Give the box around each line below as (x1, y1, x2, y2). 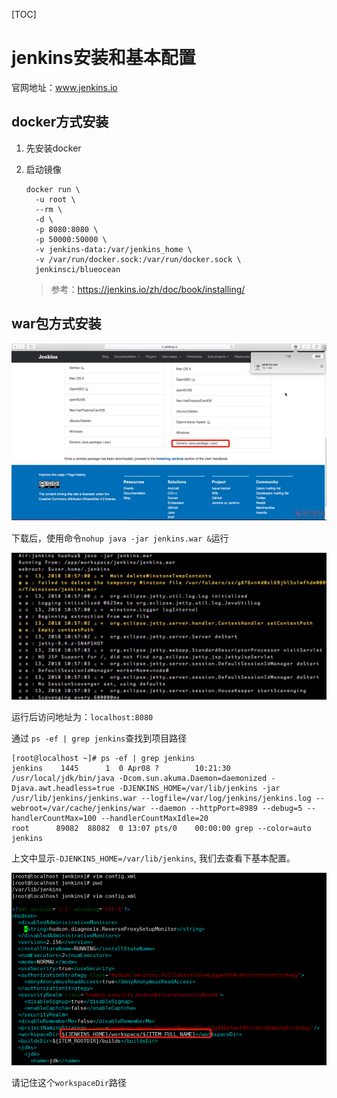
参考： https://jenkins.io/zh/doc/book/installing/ (50, 283, 246, 295)
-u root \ (35, 194, 76, 204)
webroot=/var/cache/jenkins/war (11, 804, 146, 814)
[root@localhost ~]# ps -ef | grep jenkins (11, 754, 196, 764)
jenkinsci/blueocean (35, 264, 121, 274)
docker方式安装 (11, 114, 109, 131)
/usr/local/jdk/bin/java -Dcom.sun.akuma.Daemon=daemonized (11, 774, 268, 784)
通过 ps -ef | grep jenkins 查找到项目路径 (11, 732, 188, 744)
